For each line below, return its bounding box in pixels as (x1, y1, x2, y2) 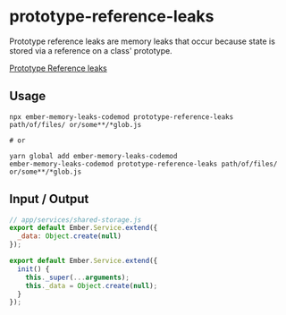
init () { (17, 264, 50, 274)
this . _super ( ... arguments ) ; (25, 273, 130, 282)
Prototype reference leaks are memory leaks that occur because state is (9, 36, 275, 47)
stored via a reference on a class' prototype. (9, 45, 172, 55)
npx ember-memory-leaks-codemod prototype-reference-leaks (9, 112, 234, 122)
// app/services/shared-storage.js (9, 215, 142, 225)
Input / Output (9, 192, 89, 207)
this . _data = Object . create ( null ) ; (25, 281, 158, 290)
